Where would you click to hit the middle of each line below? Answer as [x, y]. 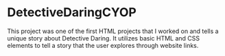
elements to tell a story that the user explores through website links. [103, 45]
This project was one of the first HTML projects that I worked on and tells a [113, 31]
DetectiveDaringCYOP [72, 12]
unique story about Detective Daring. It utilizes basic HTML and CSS [104, 38]
